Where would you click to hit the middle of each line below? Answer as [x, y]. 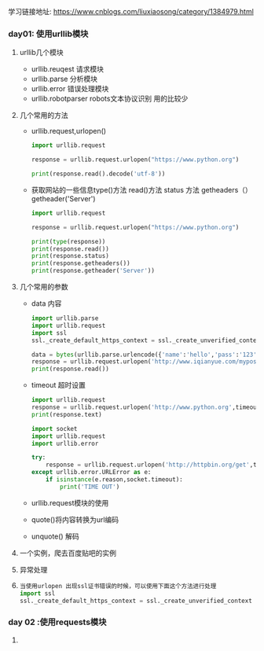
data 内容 [46, 303]
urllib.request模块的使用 [70, 502]
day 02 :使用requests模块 [57, 622]
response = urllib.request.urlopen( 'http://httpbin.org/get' [148, 465]
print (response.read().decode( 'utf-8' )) [98, 174]
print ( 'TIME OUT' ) [90, 487]
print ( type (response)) [68, 241]
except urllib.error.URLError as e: [91, 473]
